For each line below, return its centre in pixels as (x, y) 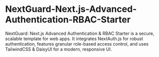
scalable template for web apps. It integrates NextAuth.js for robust (74, 39)
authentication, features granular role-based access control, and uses (77, 44)
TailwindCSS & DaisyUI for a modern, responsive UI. (59, 49)
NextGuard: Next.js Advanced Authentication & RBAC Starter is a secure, (80, 33)
